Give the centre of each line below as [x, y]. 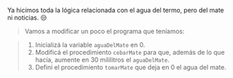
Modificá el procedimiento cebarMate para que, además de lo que [130, 52]
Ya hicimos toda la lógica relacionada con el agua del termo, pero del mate [116, 10]
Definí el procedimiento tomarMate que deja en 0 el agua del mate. [131, 67]
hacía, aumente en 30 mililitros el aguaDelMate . [102, 60]
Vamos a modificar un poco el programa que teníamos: [104, 31]
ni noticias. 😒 [27, 18]
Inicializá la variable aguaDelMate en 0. [90, 45]
